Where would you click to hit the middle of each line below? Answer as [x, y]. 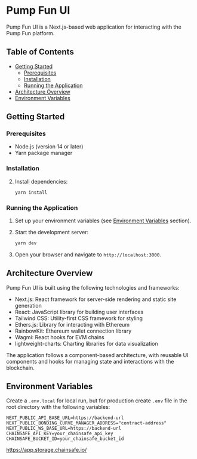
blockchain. [20, 368]
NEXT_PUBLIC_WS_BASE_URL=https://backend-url [64, 429]
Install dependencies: [41, 181]
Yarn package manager [44, 153]
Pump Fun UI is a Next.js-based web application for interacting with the [94, 27]
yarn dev [26, 243]
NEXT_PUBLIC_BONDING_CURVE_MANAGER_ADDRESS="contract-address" [87, 423]
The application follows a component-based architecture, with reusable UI [97, 355]
